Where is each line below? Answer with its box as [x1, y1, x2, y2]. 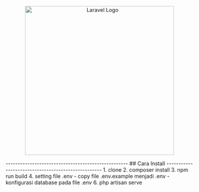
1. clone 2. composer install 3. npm [102, 166, 188, 173]
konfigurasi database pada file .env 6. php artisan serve [5, 179, 142, 186]
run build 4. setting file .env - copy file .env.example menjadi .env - [5, 173, 170, 179]
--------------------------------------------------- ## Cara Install [5, 160, 165, 167]
